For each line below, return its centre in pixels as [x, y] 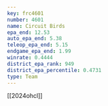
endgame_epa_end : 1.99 [39, 52]
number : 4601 [25, 20]
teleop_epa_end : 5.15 [38, 45]
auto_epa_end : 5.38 [35, 39]
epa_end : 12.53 [29, 32]
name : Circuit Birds [36, 26]
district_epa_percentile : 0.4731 [54, 70]
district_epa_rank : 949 [41, 64]
